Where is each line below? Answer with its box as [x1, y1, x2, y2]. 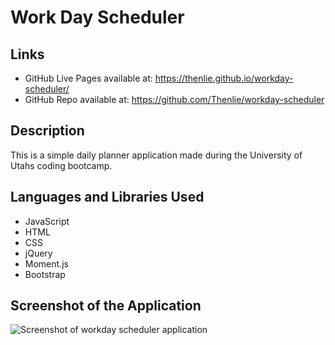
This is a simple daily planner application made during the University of [10, 149, 303, 161]
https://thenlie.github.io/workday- [154, 72, 294, 84]
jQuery [24, 247, 53, 259]
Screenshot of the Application [10, 297, 202, 315]
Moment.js [24, 257, 69, 270]
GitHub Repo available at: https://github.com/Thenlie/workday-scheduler [24, 94, 325, 105]
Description [10, 122, 85, 140]
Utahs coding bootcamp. [10, 159, 113, 171]
